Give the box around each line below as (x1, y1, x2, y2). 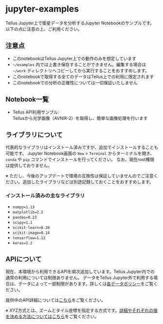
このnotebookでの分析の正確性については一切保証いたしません (12, 80, 138, 85)
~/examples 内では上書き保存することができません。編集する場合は (12, 62, 146, 67)
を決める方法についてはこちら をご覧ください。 (5, 314, 99, 320)
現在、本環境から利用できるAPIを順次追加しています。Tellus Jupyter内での (5, 269, 155, 275)
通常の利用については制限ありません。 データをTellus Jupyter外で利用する (5, 275, 154, 281)
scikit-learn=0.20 (12, 225, 50, 230)
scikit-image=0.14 (12, 230, 50, 235)
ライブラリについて (5, 130, 63, 139)
